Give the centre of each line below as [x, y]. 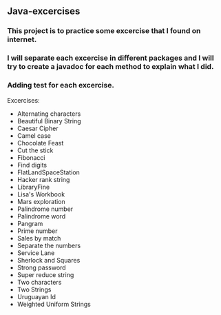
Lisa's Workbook [41, 194]
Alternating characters [49, 114]
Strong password [42, 267]
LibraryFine [33, 187]
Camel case [34, 135]
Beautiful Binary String [49, 121]
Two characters [39, 282]
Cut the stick [35, 150]
